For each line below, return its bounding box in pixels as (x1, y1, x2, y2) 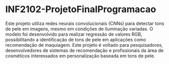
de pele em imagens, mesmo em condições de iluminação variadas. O (5, 25, 154, 31)
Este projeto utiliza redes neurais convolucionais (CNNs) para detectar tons (5, 20, 164, 26)
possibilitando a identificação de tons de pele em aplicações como (5, 37, 146, 43)
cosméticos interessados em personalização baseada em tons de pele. (5, 52, 155, 59)
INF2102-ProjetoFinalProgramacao (5, 4, 156, 15)
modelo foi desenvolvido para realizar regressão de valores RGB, (5, 31, 142, 37)
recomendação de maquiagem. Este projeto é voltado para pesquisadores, (5, 42, 163, 48)
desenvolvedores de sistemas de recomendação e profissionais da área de (5, 47, 164, 53)
